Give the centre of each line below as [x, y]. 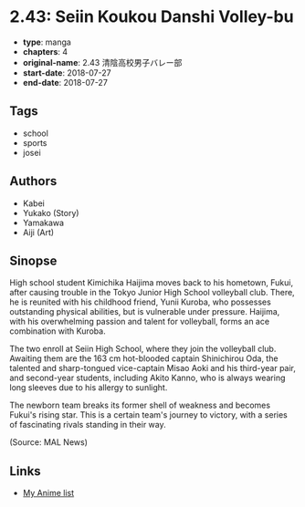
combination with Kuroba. [58, 331]
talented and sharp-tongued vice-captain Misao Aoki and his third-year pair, [153, 368]
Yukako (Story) [51, 212]
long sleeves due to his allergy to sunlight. [89, 388]
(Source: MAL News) [49, 442]
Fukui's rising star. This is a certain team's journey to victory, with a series [148, 415]
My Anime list [48, 493]
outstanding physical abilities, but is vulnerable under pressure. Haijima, [145, 312]
